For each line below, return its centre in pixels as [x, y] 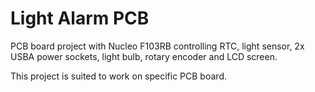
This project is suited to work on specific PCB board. [118, 76]
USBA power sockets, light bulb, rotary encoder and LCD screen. [144, 56]
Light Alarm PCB [80, 18]
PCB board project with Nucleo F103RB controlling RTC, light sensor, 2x [157, 46]
